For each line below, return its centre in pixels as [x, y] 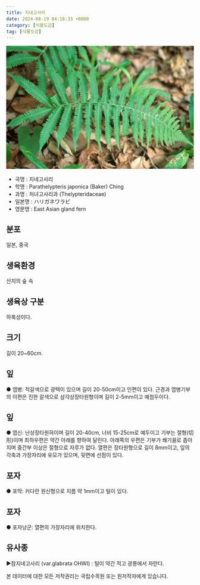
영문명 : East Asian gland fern [50, 209]
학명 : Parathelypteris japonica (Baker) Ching [69, 186]
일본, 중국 [17, 245]
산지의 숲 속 [20, 281]
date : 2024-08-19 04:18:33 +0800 [48, 19]
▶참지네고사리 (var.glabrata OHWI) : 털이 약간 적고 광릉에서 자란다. [85, 563]
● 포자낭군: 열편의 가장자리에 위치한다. [51, 527]
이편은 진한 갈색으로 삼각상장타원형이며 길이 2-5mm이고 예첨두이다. [91, 397]
